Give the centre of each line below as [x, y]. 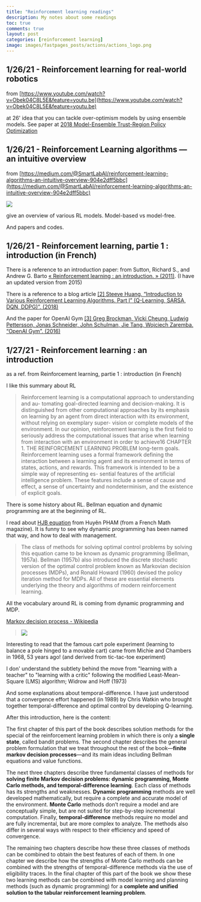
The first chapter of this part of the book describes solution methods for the [100, 729]
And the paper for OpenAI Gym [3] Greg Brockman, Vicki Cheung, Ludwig [97, 318]
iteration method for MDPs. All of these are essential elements [97, 579]
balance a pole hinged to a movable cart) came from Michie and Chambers [99, 651]
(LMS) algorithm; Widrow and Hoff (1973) [76, 682]
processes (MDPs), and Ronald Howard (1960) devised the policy [101, 573]
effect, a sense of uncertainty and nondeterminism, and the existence [107, 486]
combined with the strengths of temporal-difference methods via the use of [100, 867]
